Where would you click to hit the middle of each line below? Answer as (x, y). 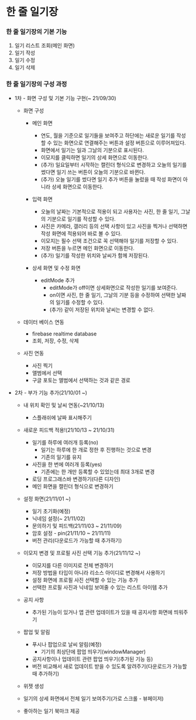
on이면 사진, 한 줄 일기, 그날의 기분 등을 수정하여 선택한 (112, 295)
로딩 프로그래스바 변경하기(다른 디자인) (76, 479)
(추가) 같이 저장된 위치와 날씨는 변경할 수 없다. (102, 309)
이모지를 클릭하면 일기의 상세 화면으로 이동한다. (95, 157)
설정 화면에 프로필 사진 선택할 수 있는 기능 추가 (85, 580)
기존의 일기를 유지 (61, 457)
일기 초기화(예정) (51, 511)
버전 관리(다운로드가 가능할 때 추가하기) (77, 540)
